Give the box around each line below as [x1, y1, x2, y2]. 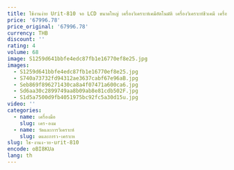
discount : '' [7, 36, 45, 43]
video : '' [7, 101, 36, 108]
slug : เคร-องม [19, 119, 56, 127]
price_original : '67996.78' [7, 23, 89, 30]
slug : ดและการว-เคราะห [19, 133, 75, 139]
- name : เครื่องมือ [13, 113, 56, 120]
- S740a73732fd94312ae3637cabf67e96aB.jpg [13, 74, 139, 82]
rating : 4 [7, 42, 36, 49]
